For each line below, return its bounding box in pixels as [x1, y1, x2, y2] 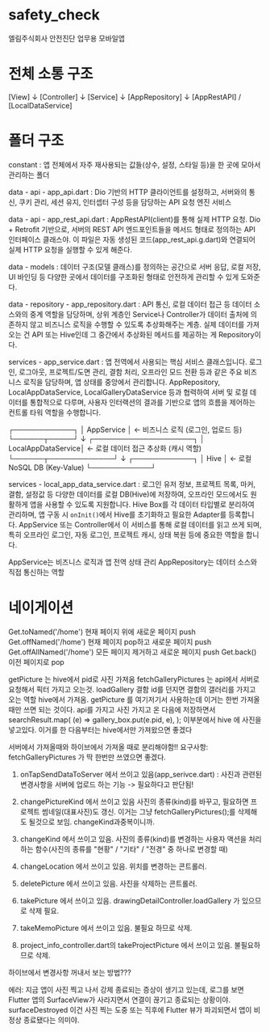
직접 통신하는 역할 [8, 567, 64, 577]
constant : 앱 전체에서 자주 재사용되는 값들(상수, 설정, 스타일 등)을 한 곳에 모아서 [8, 159, 261, 169]
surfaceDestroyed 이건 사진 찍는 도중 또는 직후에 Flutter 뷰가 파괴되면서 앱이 [8, 1005, 252, 1014]
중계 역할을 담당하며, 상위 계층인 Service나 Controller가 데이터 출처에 [29, 309, 249, 319]
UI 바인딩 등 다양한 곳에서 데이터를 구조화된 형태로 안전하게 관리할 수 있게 [8, 272, 239, 281]
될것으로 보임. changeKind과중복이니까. [28, 817, 156, 827]
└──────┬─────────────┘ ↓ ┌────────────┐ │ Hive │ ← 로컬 [8, 453, 252, 463]
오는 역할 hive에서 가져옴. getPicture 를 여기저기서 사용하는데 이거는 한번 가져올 [8, 694, 260, 704]
